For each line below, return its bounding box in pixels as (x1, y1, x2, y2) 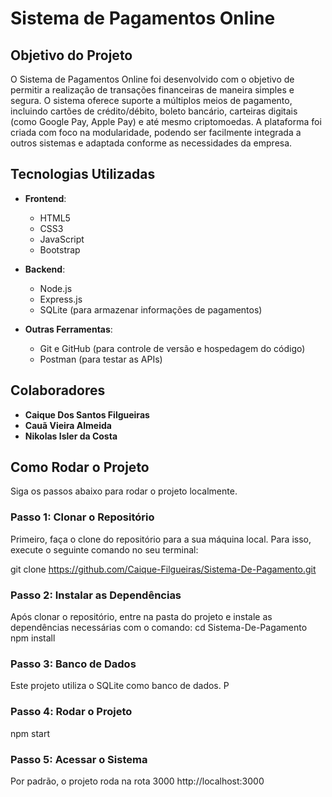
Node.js (39, 282, 73, 294)
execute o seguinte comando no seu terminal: (10, 543, 199, 556)
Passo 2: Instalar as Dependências (10, 588, 182, 602)
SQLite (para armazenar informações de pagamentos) (39, 303, 263, 316)
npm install (10, 632, 56, 644)
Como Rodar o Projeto (10, 459, 150, 476)
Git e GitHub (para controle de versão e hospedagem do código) (39, 342, 306, 354)
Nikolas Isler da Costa (24, 430, 118, 442)
